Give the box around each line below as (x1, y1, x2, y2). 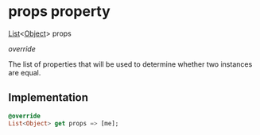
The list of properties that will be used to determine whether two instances (8, 59, 253, 69)
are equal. (8, 67, 41, 77)
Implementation (8, 91, 89, 105)
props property (8, 2, 111, 21)
